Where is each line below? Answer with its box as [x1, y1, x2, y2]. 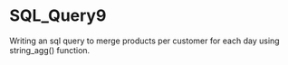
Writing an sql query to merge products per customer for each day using [9, 35, 280, 46]
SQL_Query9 [9, 5, 107, 26]
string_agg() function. [9, 44, 91, 55]
